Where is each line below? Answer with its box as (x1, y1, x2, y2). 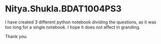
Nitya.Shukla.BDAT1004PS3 (5, 3, 122, 14)
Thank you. (5, 33, 28, 39)
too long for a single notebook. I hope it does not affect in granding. (5, 24, 141, 30)
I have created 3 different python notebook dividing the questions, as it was (5, 19, 157, 25)
